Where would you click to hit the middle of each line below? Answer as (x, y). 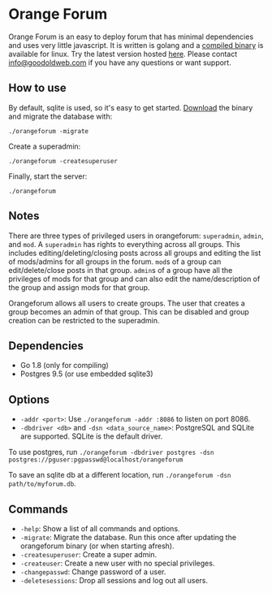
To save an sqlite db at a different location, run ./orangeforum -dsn (120, 475)
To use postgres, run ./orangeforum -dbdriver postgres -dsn (111, 452)
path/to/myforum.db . (42, 483)
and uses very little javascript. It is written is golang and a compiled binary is (136, 45)
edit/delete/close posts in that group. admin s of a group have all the (121, 270)
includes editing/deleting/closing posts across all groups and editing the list (135, 253)
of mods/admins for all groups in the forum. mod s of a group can (115, 262)
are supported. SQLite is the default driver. (91, 436)
